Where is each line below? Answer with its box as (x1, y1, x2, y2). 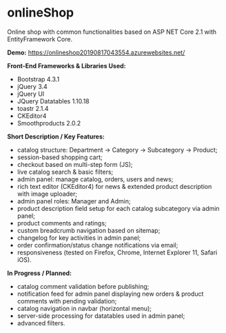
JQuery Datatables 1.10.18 (17, 97, 90, 105)
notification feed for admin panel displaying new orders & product (17, 290, 204, 298)
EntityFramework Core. (7, 34, 73, 43)
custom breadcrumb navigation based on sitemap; (17, 226, 161, 234)
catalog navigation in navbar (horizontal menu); (17, 304, 152, 312)
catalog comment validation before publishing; (17, 282, 150, 290)
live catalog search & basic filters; (17, 168, 114, 176)
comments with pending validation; (17, 296, 117, 305)
